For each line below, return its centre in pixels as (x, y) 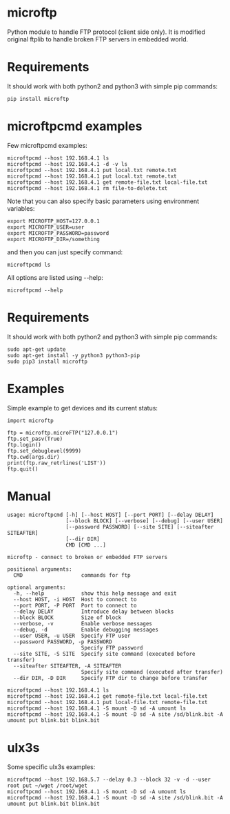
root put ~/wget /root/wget (48, 786)
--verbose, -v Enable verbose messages (83, 623)
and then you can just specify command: (65, 252)
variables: (21, 208)
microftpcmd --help (35, 290)
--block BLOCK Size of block (67, 617)
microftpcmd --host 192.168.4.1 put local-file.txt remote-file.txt (107, 702)
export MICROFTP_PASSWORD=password (58, 233)
